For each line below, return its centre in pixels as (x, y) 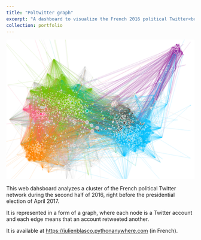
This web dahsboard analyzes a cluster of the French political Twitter (91, 188)
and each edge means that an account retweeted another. (78, 219)
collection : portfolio (34, 25)
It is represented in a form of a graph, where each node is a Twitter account (99, 212)
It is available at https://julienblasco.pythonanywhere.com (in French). (92, 230)
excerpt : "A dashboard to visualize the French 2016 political (87, 19)
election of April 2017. (33, 201)
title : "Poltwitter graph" (40, 13)
